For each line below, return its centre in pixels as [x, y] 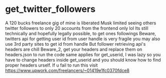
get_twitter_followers [50, 9]
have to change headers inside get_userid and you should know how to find [83, 60]
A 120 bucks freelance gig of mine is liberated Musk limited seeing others [81, 23]
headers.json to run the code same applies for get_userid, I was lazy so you [83, 54]
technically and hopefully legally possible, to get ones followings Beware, [81, 33]
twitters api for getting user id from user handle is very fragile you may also [83, 39]
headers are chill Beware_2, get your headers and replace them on [74, 49]
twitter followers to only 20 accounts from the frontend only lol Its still [77, 28]
